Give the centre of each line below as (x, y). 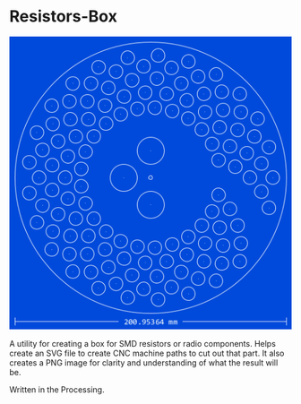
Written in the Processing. (57, 390)
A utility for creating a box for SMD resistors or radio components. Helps (142, 344)
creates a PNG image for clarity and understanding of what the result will (144, 363)
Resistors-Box (64, 17)
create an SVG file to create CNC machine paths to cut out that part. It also (147, 353)
